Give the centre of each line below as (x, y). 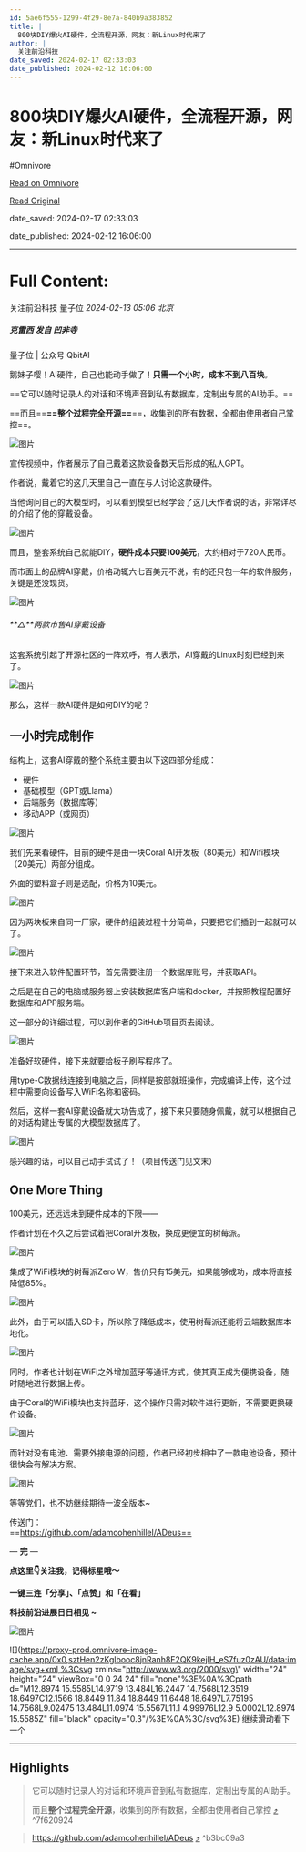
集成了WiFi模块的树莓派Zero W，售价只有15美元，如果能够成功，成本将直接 (151, 1271)
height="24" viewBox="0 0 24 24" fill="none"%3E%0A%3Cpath (131, 1679)
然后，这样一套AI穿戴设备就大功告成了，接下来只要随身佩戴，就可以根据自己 (153, 1111)
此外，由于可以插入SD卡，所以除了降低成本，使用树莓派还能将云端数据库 (147, 1322)
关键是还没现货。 (41, 582)
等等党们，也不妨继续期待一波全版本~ (80, 1502)
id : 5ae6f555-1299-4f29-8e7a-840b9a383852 (91, 18)
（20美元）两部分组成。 (55, 863)
